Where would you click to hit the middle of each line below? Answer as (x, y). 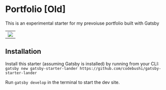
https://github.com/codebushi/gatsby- (121, 68)
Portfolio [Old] (35, 9)
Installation (23, 52)
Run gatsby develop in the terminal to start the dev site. (63, 82)
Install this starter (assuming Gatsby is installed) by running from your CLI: (82, 63)
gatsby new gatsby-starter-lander (42, 68)
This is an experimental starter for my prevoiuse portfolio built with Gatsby (82, 23)
